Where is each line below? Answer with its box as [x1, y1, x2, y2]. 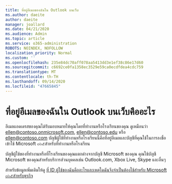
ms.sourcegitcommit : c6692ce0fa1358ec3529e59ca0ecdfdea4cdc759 [5, 65, 144, 70]
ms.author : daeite [5, 12, 45, 17]
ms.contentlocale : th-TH [5, 74, 59, 79]
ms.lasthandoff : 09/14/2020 [5, 79, 66, 84]
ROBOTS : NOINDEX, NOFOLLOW [5, 46, 63, 51]
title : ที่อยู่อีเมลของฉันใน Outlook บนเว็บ [5, 7, 79, 13]
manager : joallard [5, 22, 45, 27]
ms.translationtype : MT [5, 70, 56, 75]
